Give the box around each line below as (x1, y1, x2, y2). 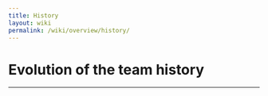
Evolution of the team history (8, 60, 205, 79)
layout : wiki (8, 19, 52, 27)
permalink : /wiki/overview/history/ (8, 26, 130, 34)
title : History (8, 11, 59, 20)
